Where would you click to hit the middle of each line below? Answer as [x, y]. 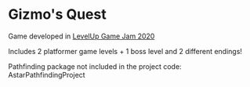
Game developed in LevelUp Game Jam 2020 [82, 36]
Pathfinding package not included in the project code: [95, 66]
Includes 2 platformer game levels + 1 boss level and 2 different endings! [125, 51]
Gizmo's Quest [58, 14]
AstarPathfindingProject [47, 74]
